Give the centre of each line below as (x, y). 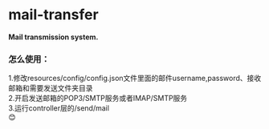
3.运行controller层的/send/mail (59, 108)
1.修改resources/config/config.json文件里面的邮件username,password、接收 (135, 79)
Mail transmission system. (53, 37)
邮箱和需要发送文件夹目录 (51, 88)
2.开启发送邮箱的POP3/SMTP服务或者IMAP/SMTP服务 (98, 99)
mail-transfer (53, 15)
